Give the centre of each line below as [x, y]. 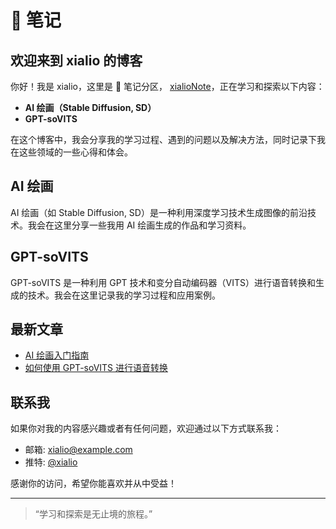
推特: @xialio [51, 462]
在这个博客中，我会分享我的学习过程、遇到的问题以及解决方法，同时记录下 [163, 139]
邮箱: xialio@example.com [78, 450]
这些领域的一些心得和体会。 [75, 152]
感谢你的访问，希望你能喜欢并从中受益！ [93, 483]
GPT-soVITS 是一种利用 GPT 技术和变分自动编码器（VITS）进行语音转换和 [163, 282]
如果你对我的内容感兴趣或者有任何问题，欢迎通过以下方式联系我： [146, 428]
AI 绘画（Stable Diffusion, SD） [90, 107]
